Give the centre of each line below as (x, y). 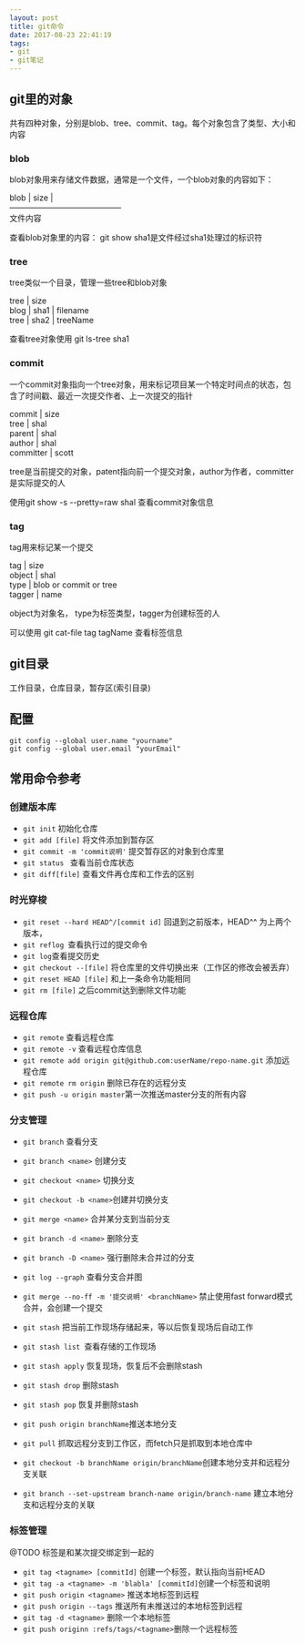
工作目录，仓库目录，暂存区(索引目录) (81, 688)
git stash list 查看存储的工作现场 (89, 1347)
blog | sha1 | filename (49, 311)
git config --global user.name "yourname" (91, 740)
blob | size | (31, 198)
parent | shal (33, 433)
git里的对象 (41, 100)
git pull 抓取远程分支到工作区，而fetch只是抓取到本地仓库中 (137, 1444)
